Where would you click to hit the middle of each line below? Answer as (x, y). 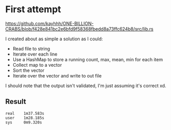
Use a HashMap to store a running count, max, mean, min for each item (88, 59)
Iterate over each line (35, 54)
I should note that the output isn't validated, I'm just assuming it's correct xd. (86, 86)
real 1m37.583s (25, 113)
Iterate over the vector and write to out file (57, 75)
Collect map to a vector (37, 65)
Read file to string (31, 48)
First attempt (33, 9)
